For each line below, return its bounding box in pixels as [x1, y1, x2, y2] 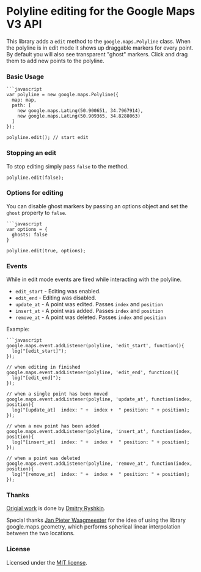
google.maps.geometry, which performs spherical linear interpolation [6, 523, 181, 530]
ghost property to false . [6, 209, 67, 216]
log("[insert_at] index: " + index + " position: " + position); [12, 439, 190, 445]
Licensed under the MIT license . [6, 559, 87, 566]
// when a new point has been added [6, 423, 100, 429]
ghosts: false [12, 231, 48, 238]
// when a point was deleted [6, 455, 81, 462]
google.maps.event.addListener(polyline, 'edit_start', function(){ [6, 343, 185, 349]
